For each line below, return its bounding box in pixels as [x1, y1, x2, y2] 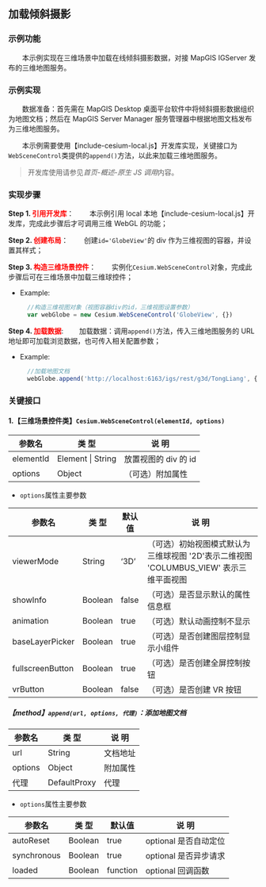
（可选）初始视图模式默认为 [146, 538, 251, 549]
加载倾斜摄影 [8, 7, 71, 21]
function [106, 864, 139, 875]
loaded [12, 864, 38, 875]
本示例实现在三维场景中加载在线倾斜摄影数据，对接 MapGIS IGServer [22, 52, 248, 62]
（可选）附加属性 [123, 468, 188, 479]
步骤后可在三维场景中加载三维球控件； [8, 272, 133, 282]
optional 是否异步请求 [145, 850, 226, 861]
